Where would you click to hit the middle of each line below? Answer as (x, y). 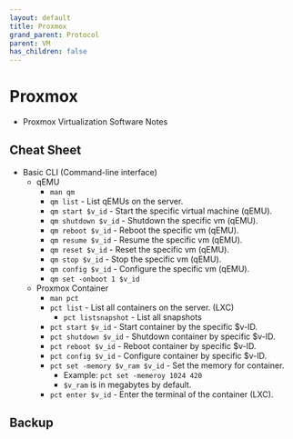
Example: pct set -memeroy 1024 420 (133, 374)
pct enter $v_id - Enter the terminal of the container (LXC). (162, 394)
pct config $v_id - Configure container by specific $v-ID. (158, 355)
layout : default (40, 18)
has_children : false (49, 52)
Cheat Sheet (45, 150)
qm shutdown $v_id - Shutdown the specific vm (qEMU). (154, 220)
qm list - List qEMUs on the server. (116, 201)
